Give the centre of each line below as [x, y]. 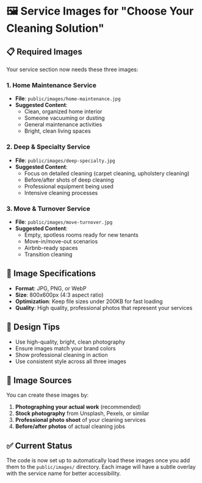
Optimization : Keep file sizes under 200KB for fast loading [89, 301]
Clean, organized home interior [63, 112]
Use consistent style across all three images [71, 361]
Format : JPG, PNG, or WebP [51, 288]
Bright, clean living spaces [58, 131]
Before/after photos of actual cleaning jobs [70, 426]
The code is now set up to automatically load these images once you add [98, 460]
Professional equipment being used [69, 186]
